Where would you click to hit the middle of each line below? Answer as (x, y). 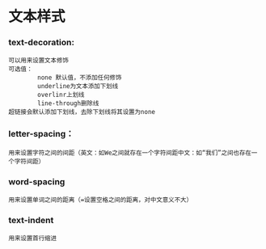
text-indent (31, 220)
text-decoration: (42, 43)
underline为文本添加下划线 (78, 87)
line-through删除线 (68, 103)
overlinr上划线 (61, 95)
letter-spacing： (41, 134)
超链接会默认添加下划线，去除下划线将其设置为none (82, 112)
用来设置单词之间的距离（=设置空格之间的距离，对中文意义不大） (100, 200)
